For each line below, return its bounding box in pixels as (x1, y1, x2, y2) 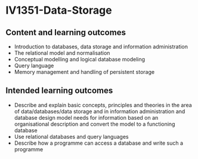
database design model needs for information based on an (14, 114, 159, 121)
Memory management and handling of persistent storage (14, 68, 155, 75)
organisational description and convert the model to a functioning (14, 120, 175, 127)
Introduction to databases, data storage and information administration (14, 43, 188, 50)
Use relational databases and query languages (14, 133, 129, 140)
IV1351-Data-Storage (5, 4, 112, 17)
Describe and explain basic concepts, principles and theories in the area (14, 101, 192, 108)
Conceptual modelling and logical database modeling (14, 56, 146, 63)
